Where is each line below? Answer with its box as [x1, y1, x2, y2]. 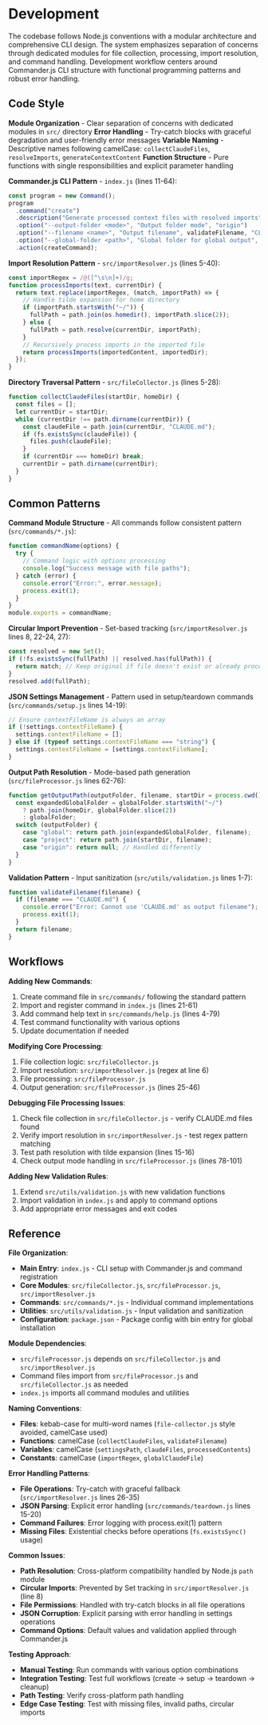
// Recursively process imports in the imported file [22, 341, 205, 349]
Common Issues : [8, 1551, 65, 1560]
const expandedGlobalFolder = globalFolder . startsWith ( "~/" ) [15, 798, 223, 806]
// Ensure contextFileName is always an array [8, 715, 166, 724]
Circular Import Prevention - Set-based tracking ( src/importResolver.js [8, 623, 248, 633]
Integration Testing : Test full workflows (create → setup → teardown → [19, 1674, 255, 1683]
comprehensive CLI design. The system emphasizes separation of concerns [8, 39, 258, 49]
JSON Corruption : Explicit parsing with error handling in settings [19, 1609, 233, 1619]
